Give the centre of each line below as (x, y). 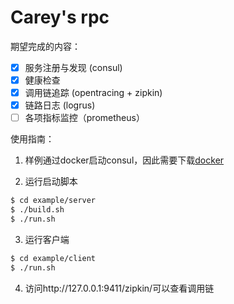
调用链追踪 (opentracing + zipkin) (93, 93)
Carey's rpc (60, 17)
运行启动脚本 (51, 182)
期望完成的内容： (45, 46)
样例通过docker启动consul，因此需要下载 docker (124, 160)
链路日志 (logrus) (60, 105)
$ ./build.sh (37, 210)
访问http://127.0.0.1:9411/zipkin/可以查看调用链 (119, 288)
